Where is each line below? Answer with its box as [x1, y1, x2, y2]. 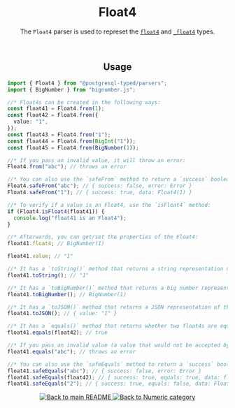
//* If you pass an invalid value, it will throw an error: [7, 156, 187, 164]
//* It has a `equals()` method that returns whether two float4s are [7, 323, 218, 330]
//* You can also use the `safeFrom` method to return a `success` [7, 176, 208, 183]
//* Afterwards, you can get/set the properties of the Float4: [7, 233, 199, 241]
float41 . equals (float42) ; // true [7, 329, 108, 336]
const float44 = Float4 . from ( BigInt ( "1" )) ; [7, 138, 136, 145]
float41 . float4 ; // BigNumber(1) [7, 240, 105, 247]
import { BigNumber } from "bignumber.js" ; [7, 86, 136, 93]
